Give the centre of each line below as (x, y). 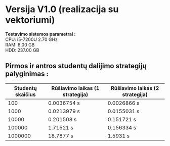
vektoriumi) (30, 20)
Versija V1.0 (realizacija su (62, 9)
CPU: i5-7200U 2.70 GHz (32, 39)
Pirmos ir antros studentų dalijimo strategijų (76, 66)
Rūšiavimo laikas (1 (75, 88)
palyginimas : (27, 74)
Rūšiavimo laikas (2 (135, 88)
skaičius (25, 94)
